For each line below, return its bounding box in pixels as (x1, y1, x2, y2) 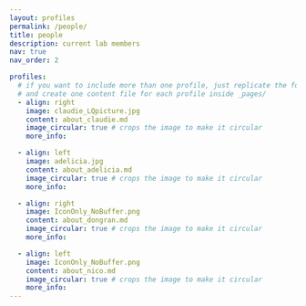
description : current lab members (9, 38, 141, 48)
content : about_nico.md (25, 266, 117, 275)
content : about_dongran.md (25, 216, 128, 225)
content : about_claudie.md (25, 115, 128, 124)
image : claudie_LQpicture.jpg (25, 106, 141, 115)
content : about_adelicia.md (25, 165, 132, 174)
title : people (9, 30, 64, 39)
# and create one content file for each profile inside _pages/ (17, 89, 267, 99)
